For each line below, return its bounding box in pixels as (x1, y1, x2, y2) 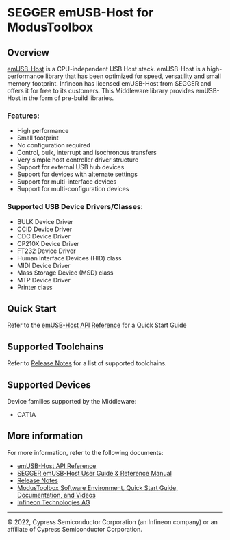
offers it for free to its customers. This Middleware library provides (7, 87, 194, 95)
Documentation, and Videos (16, 491, 96, 499)
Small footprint (16, 134, 59, 142)
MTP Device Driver (16, 275, 71, 284)
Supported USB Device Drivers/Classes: (7, 202, 144, 212)
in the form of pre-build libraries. (21, 94, 114, 102)
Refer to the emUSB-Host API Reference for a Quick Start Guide (7, 321, 187, 330)
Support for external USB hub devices (16, 163, 125, 171)
